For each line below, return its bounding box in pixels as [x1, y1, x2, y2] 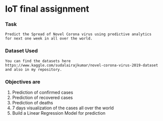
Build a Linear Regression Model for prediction [12, 110, 106, 116]
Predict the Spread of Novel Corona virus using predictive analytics [5, 32, 152, 37]
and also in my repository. [5, 67, 62, 72]
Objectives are [5, 78, 41, 85]
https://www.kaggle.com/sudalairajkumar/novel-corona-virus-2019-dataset [5, 62, 159, 68]
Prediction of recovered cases [12, 95, 73, 101]
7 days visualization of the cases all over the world [12, 105, 114, 111]
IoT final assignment [5, 3, 89, 15]
